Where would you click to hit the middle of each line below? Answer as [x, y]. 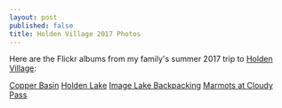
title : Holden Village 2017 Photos [75, 34]
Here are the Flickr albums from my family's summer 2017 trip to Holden [141, 59]
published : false [41, 26]
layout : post [33, 17]
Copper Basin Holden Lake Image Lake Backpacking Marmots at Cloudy [141, 86]
